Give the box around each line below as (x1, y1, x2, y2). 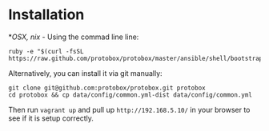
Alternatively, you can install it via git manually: (8, 68, 163, 77)
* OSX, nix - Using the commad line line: (8, 32, 139, 42)
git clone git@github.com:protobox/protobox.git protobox (8, 84, 206, 92)
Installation (8, 6, 85, 24)
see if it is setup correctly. (8, 113, 94, 123)
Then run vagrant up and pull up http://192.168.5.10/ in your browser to (8, 105, 251, 114)
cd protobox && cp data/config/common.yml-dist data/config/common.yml (8, 90, 252, 99)
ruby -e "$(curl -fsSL (8, 47, 84, 55)
